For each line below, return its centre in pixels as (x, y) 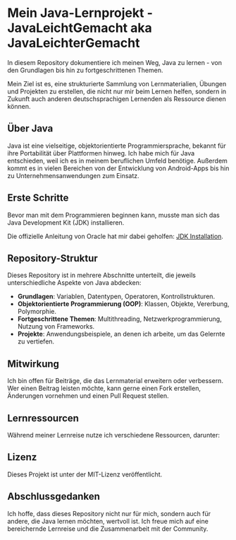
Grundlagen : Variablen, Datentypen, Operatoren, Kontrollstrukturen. (116, 297)
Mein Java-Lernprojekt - (80, 13)
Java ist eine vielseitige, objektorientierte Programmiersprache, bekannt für (117, 146)
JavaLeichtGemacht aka (80, 28)
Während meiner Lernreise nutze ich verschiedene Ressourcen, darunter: (114, 435)
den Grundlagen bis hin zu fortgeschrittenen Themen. (85, 70)
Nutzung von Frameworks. (56, 327)
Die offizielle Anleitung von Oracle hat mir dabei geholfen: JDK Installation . (116, 236)
